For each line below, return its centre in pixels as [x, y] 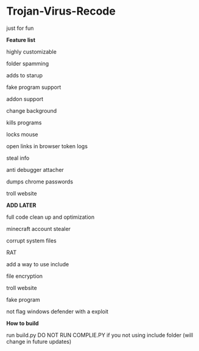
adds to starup [25, 75]
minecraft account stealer [39, 229]
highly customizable [31, 51]
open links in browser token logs [47, 146]
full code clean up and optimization [51, 217]
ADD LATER [21, 205]
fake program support [34, 87]
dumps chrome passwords [40, 182]
